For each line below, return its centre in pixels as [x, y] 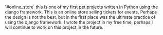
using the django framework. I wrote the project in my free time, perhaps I [79, 22]
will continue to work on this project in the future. [54, 27]
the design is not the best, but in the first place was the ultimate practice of [80, 17]
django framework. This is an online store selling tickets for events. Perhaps [81, 12]
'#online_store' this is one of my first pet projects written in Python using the [81, 7]
